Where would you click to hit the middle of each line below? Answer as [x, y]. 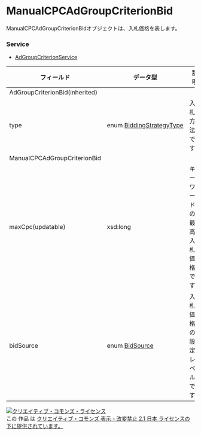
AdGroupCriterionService [46, 57]
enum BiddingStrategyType [145, 125]
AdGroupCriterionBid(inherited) [53, 93]
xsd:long [119, 227]
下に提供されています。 [35, 426]
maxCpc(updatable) [37, 227]
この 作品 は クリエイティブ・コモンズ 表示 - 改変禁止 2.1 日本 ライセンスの [98, 419]
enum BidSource [130, 346]
